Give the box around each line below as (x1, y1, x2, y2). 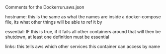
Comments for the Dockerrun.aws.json (5, 4, 84, 10)
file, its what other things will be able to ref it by (5, 19, 102, 25)
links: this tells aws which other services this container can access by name (5, 44, 161, 49)
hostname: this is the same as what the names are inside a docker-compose (5, 14, 161, 19)
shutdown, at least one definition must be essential (5, 34, 109, 40)
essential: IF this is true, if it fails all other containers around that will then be (5, 29, 161, 34)
